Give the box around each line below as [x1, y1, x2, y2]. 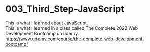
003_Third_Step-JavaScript [5, 3, 124, 15]
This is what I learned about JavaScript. [5, 20, 88, 26]
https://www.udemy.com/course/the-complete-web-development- [5, 36, 145, 42]
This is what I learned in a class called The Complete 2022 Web [5, 25, 138, 31]
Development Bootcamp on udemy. [5, 30, 79, 36]
